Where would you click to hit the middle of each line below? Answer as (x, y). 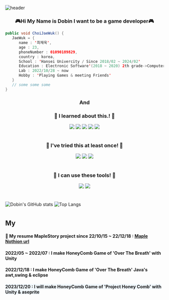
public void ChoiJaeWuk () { (35, 33)
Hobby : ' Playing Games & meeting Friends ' (65, 75)
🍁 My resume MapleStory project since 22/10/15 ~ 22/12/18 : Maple (77, 236)
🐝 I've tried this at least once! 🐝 (84, 146)
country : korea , (37, 57)
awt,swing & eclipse (27, 275)
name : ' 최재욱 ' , (35, 43)
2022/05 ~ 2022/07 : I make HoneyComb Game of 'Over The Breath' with (83, 253)
